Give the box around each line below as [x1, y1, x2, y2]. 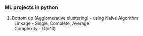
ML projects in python [4, 4, 58, 11]
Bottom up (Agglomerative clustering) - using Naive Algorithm [11, 15, 138, 21]
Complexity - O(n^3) [14, 26, 56, 32]
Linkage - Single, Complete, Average [14, 20, 90, 26]
